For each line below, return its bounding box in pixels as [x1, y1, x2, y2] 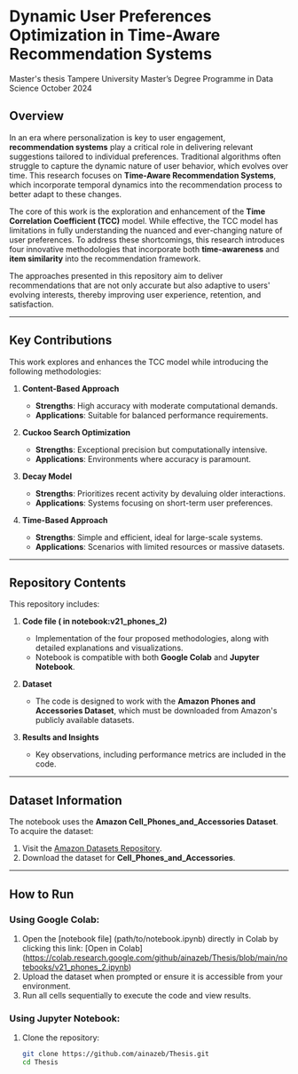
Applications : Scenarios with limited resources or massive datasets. [35, 541, 286, 552]
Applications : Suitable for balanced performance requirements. [35, 410, 269, 420]
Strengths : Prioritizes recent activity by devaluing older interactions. [35, 488, 286, 498]
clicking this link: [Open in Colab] [21, 943, 144, 953]
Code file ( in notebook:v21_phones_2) [21, 616, 168, 627]
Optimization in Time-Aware [9, 25, 221, 45]
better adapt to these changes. [9, 188, 122, 199]
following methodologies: [9, 366, 102, 377]
